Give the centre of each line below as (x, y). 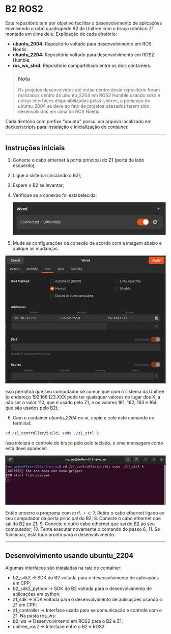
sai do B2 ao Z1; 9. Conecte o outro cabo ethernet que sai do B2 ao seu (80, 524)
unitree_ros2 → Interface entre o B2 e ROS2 (59, 627)
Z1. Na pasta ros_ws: (34, 616)
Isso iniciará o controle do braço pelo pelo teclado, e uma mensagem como (84, 443)
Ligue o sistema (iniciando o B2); (47, 175)
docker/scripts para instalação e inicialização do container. (67, 127)
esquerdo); (24, 166)
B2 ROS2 (24, 9)
